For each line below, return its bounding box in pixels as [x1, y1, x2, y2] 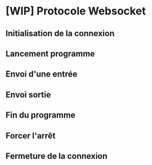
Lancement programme [5, 48, 95, 58]
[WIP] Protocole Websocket [5, 4, 146, 18]
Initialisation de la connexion [5, 28, 115, 39]
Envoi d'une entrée [5, 69, 78, 79]
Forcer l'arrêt [5, 131, 56, 141]
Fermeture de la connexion [5, 151, 108, 161]
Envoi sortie [5, 89, 51, 100]
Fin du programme [5, 110, 76, 120]
